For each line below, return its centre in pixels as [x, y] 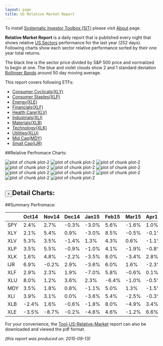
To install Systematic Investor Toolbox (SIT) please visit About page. [73, 28]
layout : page [18, 9]
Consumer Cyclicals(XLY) [38, 91]
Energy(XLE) [25, 102]
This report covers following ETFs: [39, 82]
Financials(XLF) [28, 107]
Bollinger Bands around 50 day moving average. [53, 73]
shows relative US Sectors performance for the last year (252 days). [73, 42]
